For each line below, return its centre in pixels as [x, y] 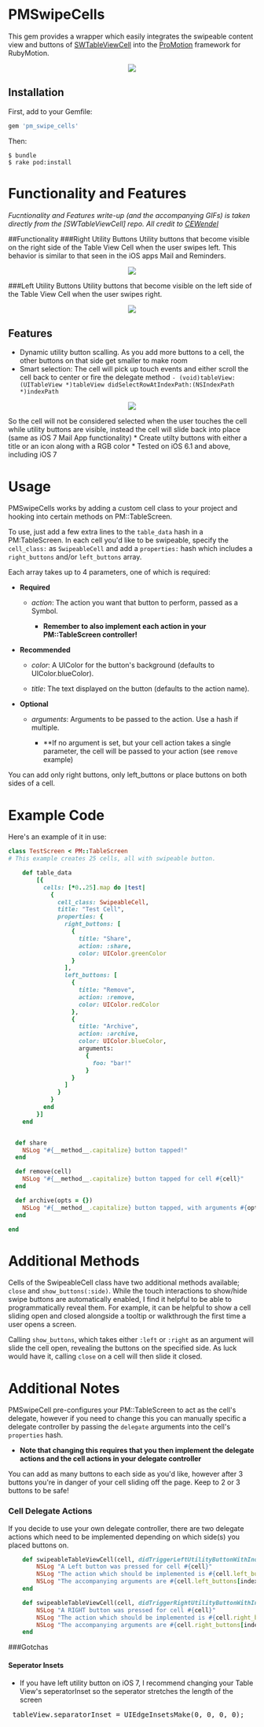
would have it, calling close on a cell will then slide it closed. [105, 1356]
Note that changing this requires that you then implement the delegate [137, 1451]
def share [31, 1143]
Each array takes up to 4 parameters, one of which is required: [109, 572]
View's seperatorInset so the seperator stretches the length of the [126, 1691]
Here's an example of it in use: [57, 837]
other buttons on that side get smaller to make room [103, 361]
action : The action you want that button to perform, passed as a [134, 603]
